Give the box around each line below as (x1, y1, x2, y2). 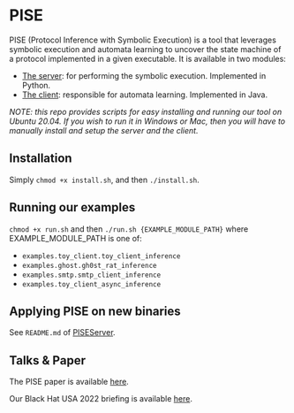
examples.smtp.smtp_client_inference (21, 271, 162, 279)
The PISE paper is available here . (9, 377, 130, 387)
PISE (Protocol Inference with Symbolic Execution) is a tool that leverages (9, 34, 276, 45)
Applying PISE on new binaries (9, 303, 181, 318)
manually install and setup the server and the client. (9, 125, 199, 135)
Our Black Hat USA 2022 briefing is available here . (9, 394, 192, 404)
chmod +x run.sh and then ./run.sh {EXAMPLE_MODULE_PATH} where (9, 223, 249, 234)
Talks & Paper (9, 353, 87, 368)
